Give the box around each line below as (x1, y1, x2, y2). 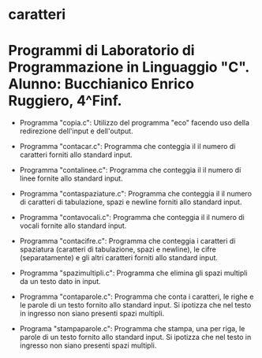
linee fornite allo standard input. (19, 173, 124, 183)
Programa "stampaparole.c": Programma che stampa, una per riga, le (19, 324, 245, 334)
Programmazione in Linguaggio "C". (8, 58, 250, 76)
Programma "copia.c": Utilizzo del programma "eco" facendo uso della (19, 118, 250, 128)
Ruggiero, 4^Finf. (8, 92, 122, 110)
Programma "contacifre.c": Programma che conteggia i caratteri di (19, 237, 236, 246)
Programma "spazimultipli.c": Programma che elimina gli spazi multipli (19, 268, 248, 278)
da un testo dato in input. (19, 277, 101, 286)
